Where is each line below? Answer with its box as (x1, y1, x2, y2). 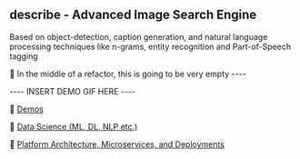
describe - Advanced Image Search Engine (9, 7, 257, 23)
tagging (9, 50, 38, 62)
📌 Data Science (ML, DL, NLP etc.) (9, 121, 138, 132)
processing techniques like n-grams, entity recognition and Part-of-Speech (9, 41, 292, 52)
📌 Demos (9, 104, 44, 114)
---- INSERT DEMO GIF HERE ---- (9, 85, 136, 96)
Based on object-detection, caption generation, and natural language (9, 31, 268, 42)
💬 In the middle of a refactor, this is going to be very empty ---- (9, 68, 247, 79)
